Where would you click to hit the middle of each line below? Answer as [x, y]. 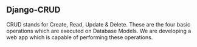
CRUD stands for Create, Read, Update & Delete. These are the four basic [98, 24]
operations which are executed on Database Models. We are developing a [99, 31]
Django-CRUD [33, 10]
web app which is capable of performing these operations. [80, 37]
